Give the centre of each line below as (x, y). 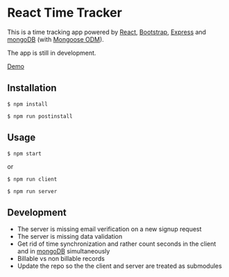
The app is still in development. (52, 53)
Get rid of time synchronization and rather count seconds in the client (117, 244)
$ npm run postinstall (40, 116)
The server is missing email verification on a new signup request (109, 229)
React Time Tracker (65, 13)
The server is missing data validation (70, 237)
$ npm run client (32, 179)
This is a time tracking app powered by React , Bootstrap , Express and (107, 32)
